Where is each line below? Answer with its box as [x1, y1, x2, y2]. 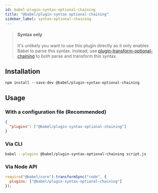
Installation [5, 67, 40, 75]
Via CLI [5, 140, 23, 147]
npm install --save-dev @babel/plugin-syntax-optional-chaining [5, 80, 140, 85]
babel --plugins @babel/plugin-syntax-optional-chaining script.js [5, 152, 147, 157]
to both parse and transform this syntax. [35, 53, 117, 59]
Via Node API [5, 163, 37, 170]
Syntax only [17, 32, 43, 37]
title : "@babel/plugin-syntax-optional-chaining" [5, 12, 109, 17]
